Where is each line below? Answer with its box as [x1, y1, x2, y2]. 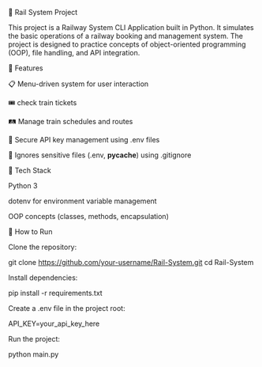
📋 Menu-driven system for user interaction [8, 79, 149, 89]
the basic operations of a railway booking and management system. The [8, 32, 243, 40]
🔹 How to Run [8, 227, 53, 236]
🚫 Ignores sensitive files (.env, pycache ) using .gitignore [8, 150, 192, 160]
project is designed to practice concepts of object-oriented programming [8, 40, 246, 49]
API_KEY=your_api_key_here [8, 319, 100, 328]
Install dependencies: [8, 273, 78, 282]
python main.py [8, 350, 59, 359]
